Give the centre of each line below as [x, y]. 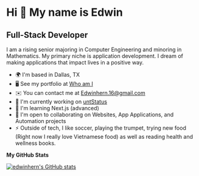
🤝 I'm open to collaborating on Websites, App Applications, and [94, 114]
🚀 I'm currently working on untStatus [61, 102]
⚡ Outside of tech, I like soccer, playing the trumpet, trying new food [101, 128]
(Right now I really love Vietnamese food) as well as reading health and [104, 137]
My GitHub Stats [28, 155]
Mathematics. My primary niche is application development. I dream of [95, 56]
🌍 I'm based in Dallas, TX [47, 75]
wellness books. [35, 143]
